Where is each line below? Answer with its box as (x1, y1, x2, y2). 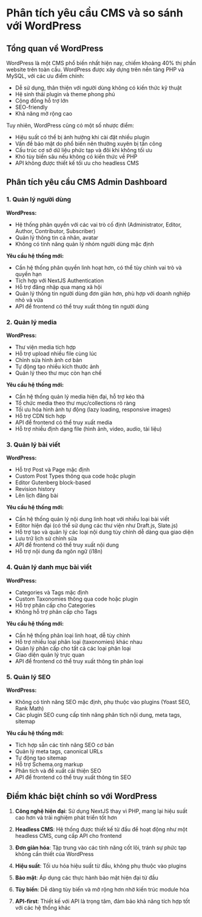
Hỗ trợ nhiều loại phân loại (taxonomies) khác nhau (15, 638, 143, 645)
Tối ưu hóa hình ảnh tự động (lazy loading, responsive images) (15, 405, 171, 413)
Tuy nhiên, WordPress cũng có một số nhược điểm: (6, 122, 135, 129)
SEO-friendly (15, 103, 48, 111)
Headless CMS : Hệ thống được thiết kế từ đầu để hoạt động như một (15, 825, 188, 833)
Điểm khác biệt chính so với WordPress (6, 791, 158, 801)
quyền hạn (15, 270, 42, 277)
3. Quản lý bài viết (6, 440, 61, 448)
